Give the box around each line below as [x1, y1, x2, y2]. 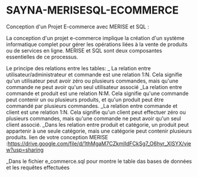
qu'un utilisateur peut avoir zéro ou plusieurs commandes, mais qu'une [6, 77, 179, 84]
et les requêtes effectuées [6, 163, 70, 171]
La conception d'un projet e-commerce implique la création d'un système [6, 34, 184, 41]
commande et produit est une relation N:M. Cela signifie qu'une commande [6, 90, 189, 97]
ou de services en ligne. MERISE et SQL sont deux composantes [6, 47, 162, 54]
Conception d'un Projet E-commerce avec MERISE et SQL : [6, 23, 149, 30]
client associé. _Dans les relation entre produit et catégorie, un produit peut [6, 121, 189, 128]
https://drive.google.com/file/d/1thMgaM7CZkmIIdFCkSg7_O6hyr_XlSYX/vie [8, 140, 192, 147]
